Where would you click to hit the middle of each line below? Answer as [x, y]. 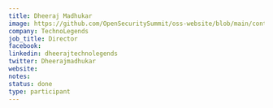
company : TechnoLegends [49, 31]
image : [19, 24]
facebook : [25, 46]
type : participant [39, 91]
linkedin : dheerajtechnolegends [63, 54]
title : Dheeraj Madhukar [50, 16]
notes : [19, 76]
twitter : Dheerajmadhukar [52, 62]
